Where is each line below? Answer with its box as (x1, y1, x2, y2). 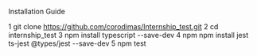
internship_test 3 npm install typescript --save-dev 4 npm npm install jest (8, 31, 249, 39)
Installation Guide (8, 7, 65, 16)
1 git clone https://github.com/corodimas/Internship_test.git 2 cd (8, 22, 219, 31)
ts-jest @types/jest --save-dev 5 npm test (8, 39, 146, 48)
